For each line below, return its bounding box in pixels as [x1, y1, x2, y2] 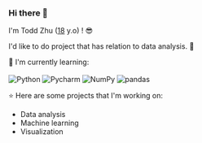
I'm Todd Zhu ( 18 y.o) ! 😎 [8, 26, 94, 36]
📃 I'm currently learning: [8, 57, 90, 67]
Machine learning [20, 118, 79, 128]
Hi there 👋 [8, 7, 49, 19]
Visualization [20, 127, 64, 136]
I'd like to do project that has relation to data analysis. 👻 [8, 41, 195, 51]
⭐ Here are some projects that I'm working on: [8, 91, 164, 101]
